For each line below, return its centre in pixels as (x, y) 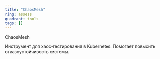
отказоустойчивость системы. (37, 52)
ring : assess (19, 14)
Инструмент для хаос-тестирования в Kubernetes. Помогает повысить (80, 46)
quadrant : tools (22, 19)
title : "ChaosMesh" (25, 10)
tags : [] (14, 23)
